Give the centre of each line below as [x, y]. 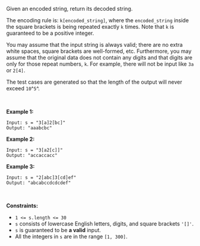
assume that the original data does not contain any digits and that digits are [99, 57]
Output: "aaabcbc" [29, 128]
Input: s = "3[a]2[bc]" [36, 123]
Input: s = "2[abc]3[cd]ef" [41, 177]
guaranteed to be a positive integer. [50, 33]
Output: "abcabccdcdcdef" [38, 183]
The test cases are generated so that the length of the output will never [94, 82]
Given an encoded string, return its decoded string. [70, 9]
